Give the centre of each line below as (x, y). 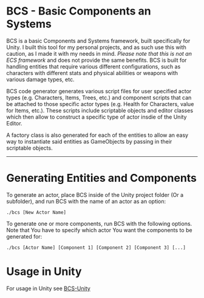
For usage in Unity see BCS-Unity (49, 288)
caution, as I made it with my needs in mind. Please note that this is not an (99, 53)
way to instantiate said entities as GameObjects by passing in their (89, 141)
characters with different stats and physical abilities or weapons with (92, 73)
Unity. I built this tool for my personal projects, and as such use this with (96, 47)
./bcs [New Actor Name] (36, 212)
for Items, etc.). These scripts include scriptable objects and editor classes (100, 110)
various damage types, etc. (40, 79)
